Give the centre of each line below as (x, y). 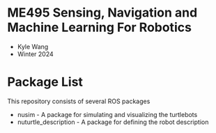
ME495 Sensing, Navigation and (102, 13)
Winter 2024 (35, 54)
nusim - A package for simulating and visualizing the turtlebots (107, 114)
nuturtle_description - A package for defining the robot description (113, 122)
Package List (45, 82)
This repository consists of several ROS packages (79, 101)
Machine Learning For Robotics (99, 27)
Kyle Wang (33, 46)
